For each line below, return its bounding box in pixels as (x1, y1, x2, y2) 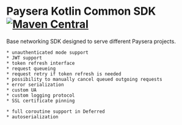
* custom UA (6, 87, 37, 93)
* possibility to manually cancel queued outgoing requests (6, 76, 163, 82)
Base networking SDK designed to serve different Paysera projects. (6, 37, 176, 45)
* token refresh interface (6, 60, 75, 66)
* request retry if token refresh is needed (6, 70, 122, 77)
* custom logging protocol (6, 92, 75, 99)
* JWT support (6, 55, 43, 61)
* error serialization (6, 81, 64, 88)
